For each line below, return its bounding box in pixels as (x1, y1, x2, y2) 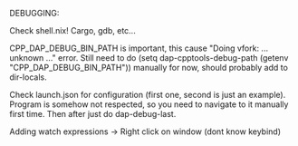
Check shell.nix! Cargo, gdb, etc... (9, 25, 136, 35)
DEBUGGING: (9, 8, 60, 18)
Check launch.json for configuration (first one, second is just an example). (9, 90, 286, 100)
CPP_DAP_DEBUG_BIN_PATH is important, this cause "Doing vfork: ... (9, 43, 269, 54)
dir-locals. (9, 72, 47, 83)
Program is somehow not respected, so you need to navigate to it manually (9, 99, 289, 110)
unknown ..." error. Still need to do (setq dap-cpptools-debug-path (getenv (9, 53, 289, 63)
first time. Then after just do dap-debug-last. (9, 109, 177, 119)
